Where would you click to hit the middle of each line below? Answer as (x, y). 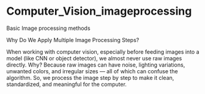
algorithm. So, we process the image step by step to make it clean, (90, 78)
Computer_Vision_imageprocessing (99, 11)
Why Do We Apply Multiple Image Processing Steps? (73, 40)
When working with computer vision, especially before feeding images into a (103, 52)
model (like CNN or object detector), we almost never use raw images (94, 58)
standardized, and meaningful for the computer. (67, 84)
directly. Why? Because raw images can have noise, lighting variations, (96, 65)
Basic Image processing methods (48, 28)
